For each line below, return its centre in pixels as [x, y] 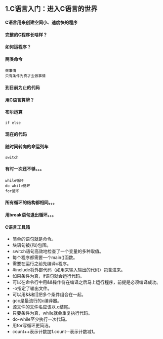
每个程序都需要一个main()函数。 [45, 257]
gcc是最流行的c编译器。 [37, 301]
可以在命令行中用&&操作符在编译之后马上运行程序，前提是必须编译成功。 [86, 282]
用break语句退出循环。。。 [31, 214]
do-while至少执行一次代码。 [41, 319]
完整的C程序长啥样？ [26, 35]
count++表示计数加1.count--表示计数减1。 [55, 332]
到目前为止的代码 [22, 87]
